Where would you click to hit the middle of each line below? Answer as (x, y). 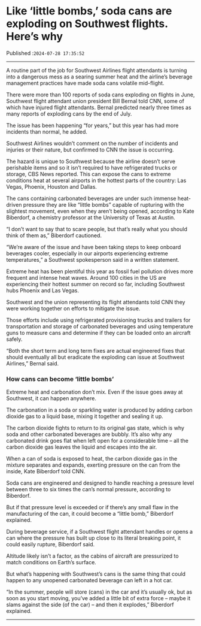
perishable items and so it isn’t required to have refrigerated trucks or (92, 167)
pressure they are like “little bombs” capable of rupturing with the (103, 204)
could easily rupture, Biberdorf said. (51, 545)
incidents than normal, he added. (47, 131)
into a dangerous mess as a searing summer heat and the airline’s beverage (99, 77)
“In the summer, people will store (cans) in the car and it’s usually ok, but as (99, 592)
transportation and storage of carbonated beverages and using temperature (100, 326)
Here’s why (35, 37)
